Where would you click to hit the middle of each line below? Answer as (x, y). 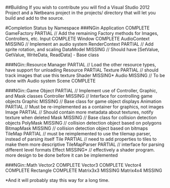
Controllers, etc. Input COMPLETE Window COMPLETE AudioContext (77, 39)
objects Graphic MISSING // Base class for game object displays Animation (83, 101)
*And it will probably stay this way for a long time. (58, 180)
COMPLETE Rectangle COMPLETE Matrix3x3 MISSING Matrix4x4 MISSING (84, 170)
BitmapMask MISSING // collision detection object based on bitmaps (77, 128)
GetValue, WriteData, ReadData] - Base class (52, 55)
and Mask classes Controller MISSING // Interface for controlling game (79, 96)
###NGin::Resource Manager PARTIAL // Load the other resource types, (81, 65)
